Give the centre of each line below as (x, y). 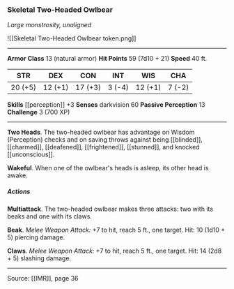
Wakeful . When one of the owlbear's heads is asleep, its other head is (108, 168)
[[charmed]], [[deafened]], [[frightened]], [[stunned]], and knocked (103, 147)
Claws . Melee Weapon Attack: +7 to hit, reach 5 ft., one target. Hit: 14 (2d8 (115, 251)
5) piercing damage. (36, 237)
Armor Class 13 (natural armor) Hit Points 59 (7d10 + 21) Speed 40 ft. (107, 59)
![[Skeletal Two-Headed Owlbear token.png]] (72, 38)
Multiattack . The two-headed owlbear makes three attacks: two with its (110, 209)
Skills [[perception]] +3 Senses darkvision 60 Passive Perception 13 (106, 105)
